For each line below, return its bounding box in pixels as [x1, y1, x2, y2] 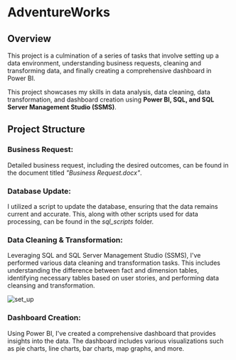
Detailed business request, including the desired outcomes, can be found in [7, 160, 229, 169]
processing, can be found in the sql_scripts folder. [7, 217, 154, 226]
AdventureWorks [7, 4, 110, 21]
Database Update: [7, 186, 71, 196]
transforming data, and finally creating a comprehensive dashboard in [7, 67, 212, 75]
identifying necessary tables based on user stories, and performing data [7, 274, 219, 283]
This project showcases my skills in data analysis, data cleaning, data [7, 88, 211, 96]
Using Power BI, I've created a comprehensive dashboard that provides [7, 329, 216, 337]
